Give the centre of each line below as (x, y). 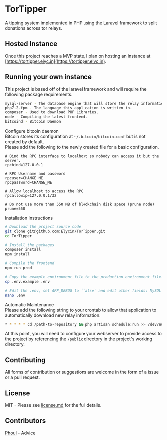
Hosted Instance (31, 44)
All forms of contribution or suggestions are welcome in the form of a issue (82, 372)
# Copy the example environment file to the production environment (78, 277)
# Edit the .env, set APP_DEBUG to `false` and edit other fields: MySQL (83, 290)
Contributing (25, 360)
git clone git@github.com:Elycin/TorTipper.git (55, 231)
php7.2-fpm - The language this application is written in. (69, 108)
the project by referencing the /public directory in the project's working (79, 339)
